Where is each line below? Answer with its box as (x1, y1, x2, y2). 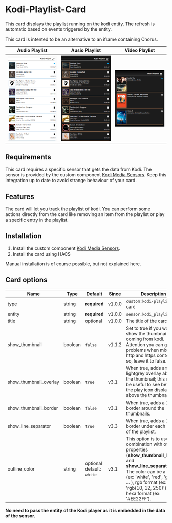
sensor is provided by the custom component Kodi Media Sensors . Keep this (5, 172, 167, 178)
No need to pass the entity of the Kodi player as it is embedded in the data (5, 507, 165, 513)
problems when (126, 347, 159, 353)
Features (5, 192, 34, 201)
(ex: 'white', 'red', (126, 474, 163, 480)
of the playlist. (126, 428, 156, 435)
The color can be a (126, 468, 166, 475)
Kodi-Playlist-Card (5, 4, 87, 15)
